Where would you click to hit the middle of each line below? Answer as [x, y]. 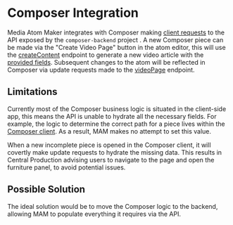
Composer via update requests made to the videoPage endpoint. [101, 70]
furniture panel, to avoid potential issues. [67, 167]
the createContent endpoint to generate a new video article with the [106, 55]
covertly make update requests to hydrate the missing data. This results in [115, 152]
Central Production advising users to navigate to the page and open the [111, 160]
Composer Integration [73, 13]
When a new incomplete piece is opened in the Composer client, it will [109, 145]
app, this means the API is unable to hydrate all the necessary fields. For [112, 116]
